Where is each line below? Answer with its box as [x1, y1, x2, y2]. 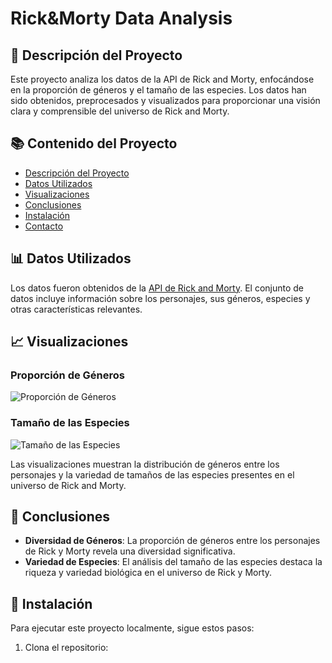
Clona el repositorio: [24, 642, 109, 654]
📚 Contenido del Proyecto [10, 135, 178, 152]
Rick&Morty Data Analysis [10, 7, 233, 30]
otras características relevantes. [10, 303, 143, 315]
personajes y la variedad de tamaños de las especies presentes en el [10, 468, 295, 481]
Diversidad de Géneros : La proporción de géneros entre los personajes [24, 535, 321, 547]
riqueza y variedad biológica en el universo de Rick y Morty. [24, 567, 273, 579]
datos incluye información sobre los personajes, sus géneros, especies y [10, 292, 311, 304]
